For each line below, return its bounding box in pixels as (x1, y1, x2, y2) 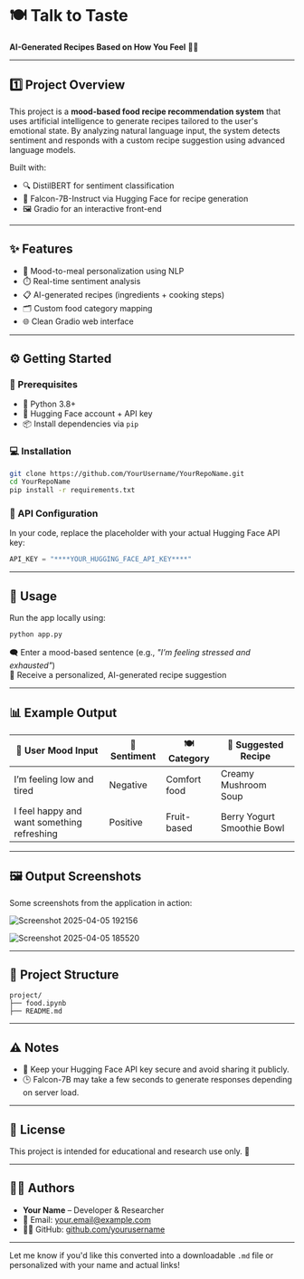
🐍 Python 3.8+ (22, 398, 77, 410)
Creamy (220, 767, 255, 779)
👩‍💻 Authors (9, 1180, 75, 1196)
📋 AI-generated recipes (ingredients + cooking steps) (22, 289, 225, 300)
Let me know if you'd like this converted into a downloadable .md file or (9, 1249, 274, 1261)
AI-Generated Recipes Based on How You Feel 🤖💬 (9, 41, 199, 52)
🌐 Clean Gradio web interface (22, 316, 134, 327)
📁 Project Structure (9, 968, 119, 983)
